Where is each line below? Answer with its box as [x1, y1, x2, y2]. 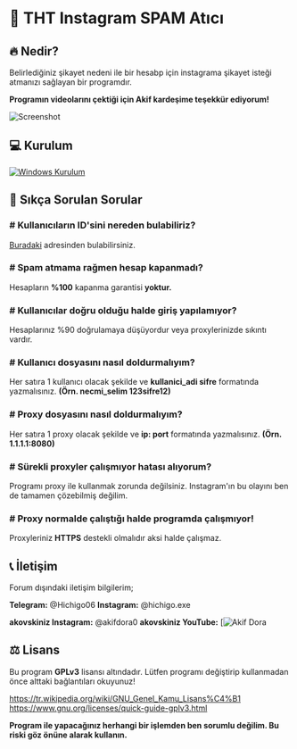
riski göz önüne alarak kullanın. [9, 729, 128, 740]
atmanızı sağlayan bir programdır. [9, 77, 132, 87]
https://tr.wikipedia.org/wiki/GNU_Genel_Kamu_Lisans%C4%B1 [9, 693, 241, 703]
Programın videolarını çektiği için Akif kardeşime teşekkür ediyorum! [9, 94, 269, 104]
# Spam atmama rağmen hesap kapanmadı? [9, 262, 203, 274]
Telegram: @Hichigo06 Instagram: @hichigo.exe [9, 600, 191, 611]
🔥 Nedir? [9, 44, 60, 59]
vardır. [9, 334, 33, 345]
